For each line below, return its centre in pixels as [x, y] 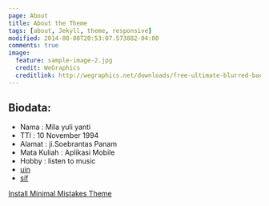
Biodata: [30, 108]
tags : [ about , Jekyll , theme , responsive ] [80, 30]
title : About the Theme [48, 23]
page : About [28, 16]
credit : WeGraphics [48, 68]
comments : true [34, 46]
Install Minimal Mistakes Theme [60, 194]
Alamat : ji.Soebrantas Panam [68, 144]
